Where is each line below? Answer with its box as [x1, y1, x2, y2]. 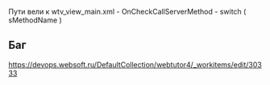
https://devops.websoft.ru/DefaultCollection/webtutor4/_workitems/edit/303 [8, 59, 262, 69]
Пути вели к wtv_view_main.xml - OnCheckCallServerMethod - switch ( [8, 7, 247, 16]
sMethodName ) [8, 15, 62, 25]
